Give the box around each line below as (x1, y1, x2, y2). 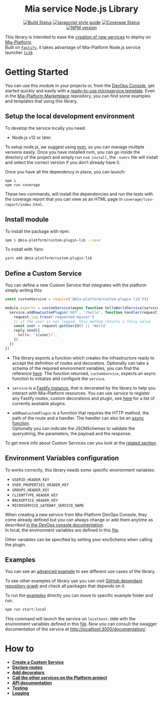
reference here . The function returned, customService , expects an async (12, 370, 156, 376)
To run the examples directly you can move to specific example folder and (5, 593, 153, 598)
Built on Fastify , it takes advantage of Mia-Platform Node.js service (5, 44, 141, 50)
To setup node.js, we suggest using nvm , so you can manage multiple (5, 144, 145, 150)
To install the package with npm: (5, 228, 70, 234)
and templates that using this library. (5, 98, 78, 104)
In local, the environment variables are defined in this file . (5, 527, 120, 533)
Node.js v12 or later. (12, 135, 52, 140)
